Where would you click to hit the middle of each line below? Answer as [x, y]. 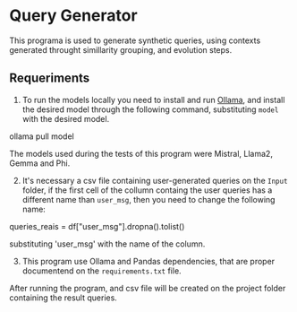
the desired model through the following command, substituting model [150, 109]
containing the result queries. [64, 298]
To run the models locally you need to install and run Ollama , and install [153, 100]
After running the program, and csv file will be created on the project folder [148, 288]
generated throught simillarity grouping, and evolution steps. [121, 49]
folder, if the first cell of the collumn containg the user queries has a [147, 190]
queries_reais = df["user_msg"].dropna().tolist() [97, 226]
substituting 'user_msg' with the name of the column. [107, 244]
